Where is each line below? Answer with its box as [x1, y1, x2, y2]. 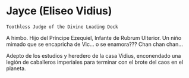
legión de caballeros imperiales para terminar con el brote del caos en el [6, 58, 184, 65]
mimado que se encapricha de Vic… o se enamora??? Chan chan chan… [6, 40, 183, 48]
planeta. [6, 64, 26, 72]
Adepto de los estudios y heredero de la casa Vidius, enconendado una [6, 52, 181, 59]
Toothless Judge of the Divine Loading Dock [6, 24, 118, 30]
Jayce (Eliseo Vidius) [6, 4, 112, 18]
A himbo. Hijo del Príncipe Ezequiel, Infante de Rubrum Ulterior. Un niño [6, 34, 182, 41]
